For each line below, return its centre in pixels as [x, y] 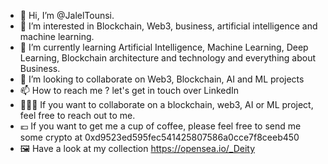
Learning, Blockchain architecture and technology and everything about [168, 58]
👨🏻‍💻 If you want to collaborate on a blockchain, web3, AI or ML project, [166, 104]
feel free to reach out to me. [77, 115]
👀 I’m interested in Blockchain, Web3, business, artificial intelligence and [168, 26]
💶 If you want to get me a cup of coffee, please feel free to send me [160, 126]
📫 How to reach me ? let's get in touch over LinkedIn [129, 90]
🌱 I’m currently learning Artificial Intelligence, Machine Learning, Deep [164, 47]
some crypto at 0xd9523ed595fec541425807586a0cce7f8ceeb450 [159, 137]
